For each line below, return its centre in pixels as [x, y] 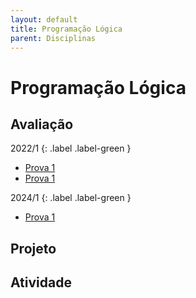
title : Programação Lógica [66, 29]
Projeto [33, 248]
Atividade [41, 282]
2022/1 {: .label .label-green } [71, 148]
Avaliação [42, 124]
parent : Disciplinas [53, 38]
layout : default [44, 19]
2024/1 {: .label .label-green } [71, 198]
